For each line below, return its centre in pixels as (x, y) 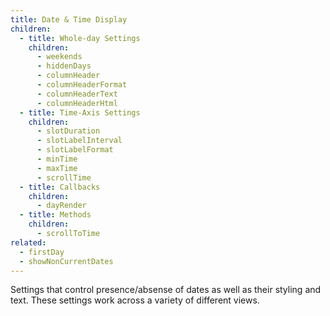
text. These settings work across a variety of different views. (135, 300)
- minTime (57, 159)
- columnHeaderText (77, 94)
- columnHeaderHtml (77, 103)
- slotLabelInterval (79, 141)
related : (28, 242)
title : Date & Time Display (69, 19)
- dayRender (61, 206)
